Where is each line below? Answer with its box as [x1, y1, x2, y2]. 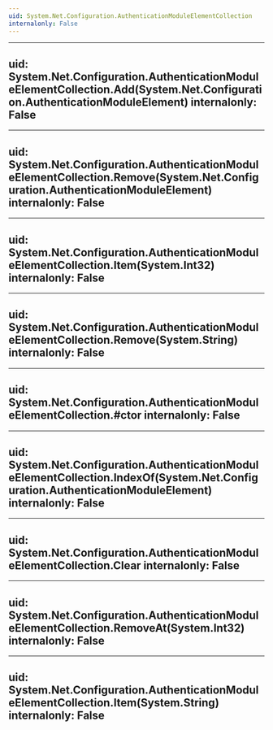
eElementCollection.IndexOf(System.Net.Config [8, 471, 258, 484]
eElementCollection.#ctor [8, 408, 142, 423]
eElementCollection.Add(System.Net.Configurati [8, 82, 262, 96]
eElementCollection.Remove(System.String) [8, 333, 238, 347]
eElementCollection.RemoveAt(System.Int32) [8, 621, 245, 635]
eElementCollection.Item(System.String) [8, 696, 219, 710]
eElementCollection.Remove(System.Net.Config [8, 170, 259, 184]
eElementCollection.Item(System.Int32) [8, 258, 215, 272]
